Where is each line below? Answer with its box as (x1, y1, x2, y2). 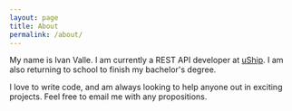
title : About (9, 22, 59, 31)
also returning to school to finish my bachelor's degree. (9, 64, 217, 75)
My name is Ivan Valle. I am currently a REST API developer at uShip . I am (9, 55, 284, 66)
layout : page (9, 13, 59, 23)
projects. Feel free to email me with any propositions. (9, 91, 208, 102)
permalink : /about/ (9, 30, 83, 39)
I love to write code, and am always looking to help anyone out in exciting (9, 82, 283, 93)
